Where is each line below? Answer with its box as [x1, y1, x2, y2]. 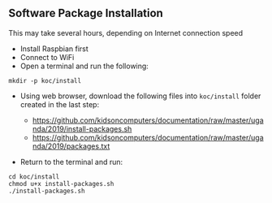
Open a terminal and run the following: [19, 61, 149, 71]
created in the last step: [19, 99, 100, 109]
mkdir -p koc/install [8, 76, 82, 84]
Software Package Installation [8, 6, 164, 20]
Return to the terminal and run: [19, 157, 123, 166]
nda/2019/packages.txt [32, 141, 110, 151]
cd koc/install [8, 172, 60, 181]
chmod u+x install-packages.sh [8, 179, 114, 188]
